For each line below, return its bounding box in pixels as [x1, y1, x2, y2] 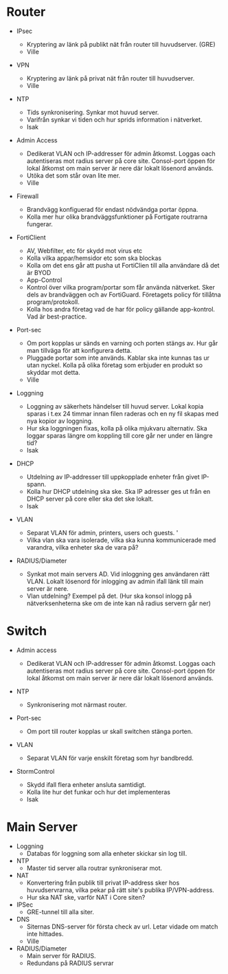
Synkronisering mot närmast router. [26, 700, 128, 708]
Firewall [16, 192, 39, 200]
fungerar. [26, 219, 53, 228]
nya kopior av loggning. [26, 417, 93, 425]
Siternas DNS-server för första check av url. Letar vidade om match [26, 922, 218, 931]
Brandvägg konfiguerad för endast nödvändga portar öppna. [26, 205, 198, 213]
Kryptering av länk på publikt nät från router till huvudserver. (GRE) [26, 40, 216, 48]
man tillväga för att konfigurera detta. [26, 346, 132, 354]
